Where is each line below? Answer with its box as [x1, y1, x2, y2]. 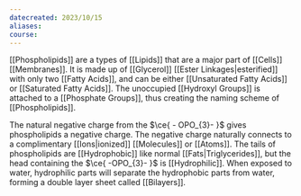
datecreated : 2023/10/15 [9, 13, 103, 22]
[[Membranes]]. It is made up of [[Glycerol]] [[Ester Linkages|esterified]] [9, 64, 278, 75]
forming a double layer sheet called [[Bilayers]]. [9, 177, 187, 188]
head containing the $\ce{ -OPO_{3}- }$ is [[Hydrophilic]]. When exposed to [9, 158, 293, 169]
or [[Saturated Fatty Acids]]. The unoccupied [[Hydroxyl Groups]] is [9, 83, 261, 94]
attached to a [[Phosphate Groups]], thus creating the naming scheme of [9, 93, 279, 103]
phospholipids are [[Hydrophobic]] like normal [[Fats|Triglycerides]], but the [9, 148, 291, 159]
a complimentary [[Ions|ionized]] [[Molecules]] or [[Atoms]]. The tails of [9, 138, 277, 149]
